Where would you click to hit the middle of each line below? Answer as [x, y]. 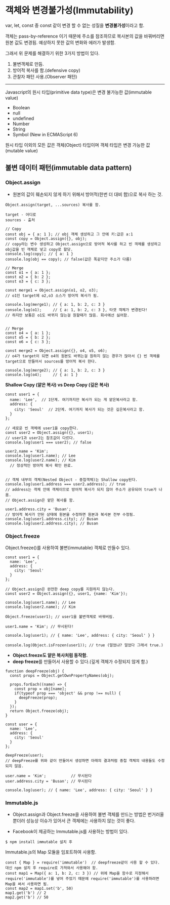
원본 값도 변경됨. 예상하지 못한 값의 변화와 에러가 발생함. [60, 42]
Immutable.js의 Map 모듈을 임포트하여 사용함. [51, 852]
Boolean [21, 107]
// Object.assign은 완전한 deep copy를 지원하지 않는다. [60, 589]
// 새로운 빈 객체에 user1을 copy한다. [42, 428]
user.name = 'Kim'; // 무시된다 [49, 776]
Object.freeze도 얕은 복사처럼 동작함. [50, 655]
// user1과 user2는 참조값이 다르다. [40, 438]
